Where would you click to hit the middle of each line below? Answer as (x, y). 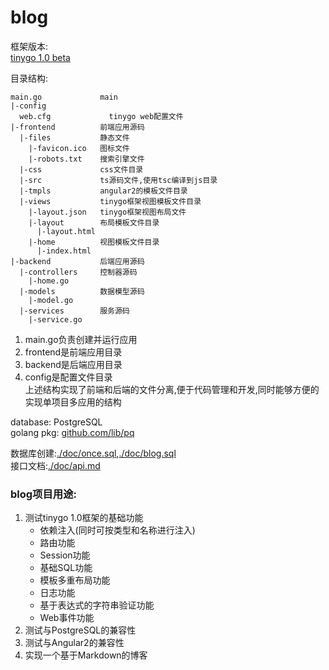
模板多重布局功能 (75, 580)
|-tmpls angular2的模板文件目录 (103, 191)
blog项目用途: (44, 494)
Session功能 (65, 555)
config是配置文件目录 (68, 377)
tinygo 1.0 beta (40, 57)
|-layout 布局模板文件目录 (94, 222)
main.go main (64, 97)
